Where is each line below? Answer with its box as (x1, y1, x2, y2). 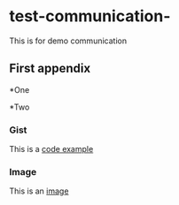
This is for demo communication (9, 35, 127, 46)
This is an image (9, 186, 69, 196)
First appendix (9, 61, 91, 76)
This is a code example (9, 144, 94, 155)
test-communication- (9, 6, 171, 27)
